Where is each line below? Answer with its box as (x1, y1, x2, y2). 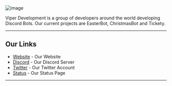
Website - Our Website (12, 53, 61, 59)
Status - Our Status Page (12, 70, 66, 76)
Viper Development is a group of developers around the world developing (5, 15, 160, 21)
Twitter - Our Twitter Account (12, 64, 75, 71)
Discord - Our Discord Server (12, 59, 75, 65)
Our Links (5, 40, 37, 49)
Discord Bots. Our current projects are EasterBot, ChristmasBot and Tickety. (5, 20, 165, 26)
